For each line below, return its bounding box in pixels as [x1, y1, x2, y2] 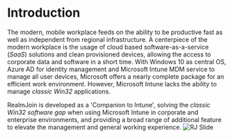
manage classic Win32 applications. [7, 87, 111, 95]
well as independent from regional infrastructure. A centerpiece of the [7, 35, 208, 43]
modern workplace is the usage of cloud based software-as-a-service [7, 43, 209, 51]
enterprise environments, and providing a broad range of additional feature [7, 115, 222, 123]
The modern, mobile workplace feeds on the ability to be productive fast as [7, 28, 223, 36]
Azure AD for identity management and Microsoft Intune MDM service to [7, 65, 216, 73]
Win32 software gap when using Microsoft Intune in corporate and [7, 108, 198, 116]
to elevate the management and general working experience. [7, 123, 182, 131]
